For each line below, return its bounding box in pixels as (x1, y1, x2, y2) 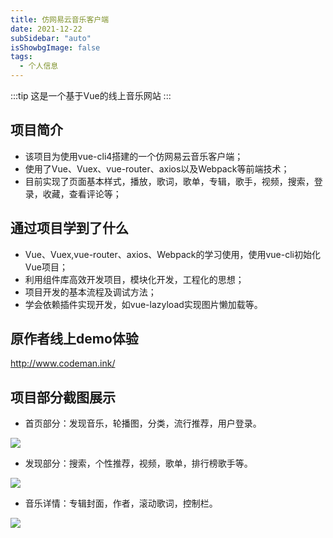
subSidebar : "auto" (10, 33, 92, 43)
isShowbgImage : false (10, 42, 101, 53)
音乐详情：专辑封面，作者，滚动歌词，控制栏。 (24, 497, 218, 510)
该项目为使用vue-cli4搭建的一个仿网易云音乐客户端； (24, 150, 244, 162)
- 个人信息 (19, 61, 59, 71)
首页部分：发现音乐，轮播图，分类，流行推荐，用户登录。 (24, 417, 262, 430)
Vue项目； (24, 261, 68, 273)
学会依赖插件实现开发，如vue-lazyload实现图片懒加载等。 (24, 298, 263, 310)
